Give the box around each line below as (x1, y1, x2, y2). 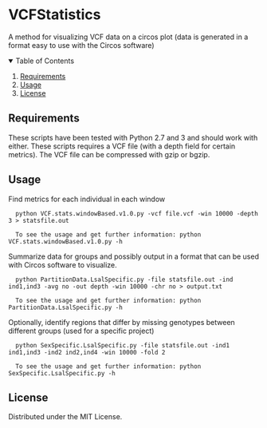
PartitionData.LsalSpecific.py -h (8, 303, 124, 311)
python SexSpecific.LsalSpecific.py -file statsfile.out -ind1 (15, 341, 230, 349)
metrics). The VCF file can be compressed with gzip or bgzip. (8, 149, 210, 159)
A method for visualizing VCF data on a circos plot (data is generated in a (8, 32, 249, 42)
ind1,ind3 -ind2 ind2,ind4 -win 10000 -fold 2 (8, 348, 166, 356)
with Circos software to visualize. (8, 260, 117, 269)
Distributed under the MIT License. (8, 412, 123, 422)
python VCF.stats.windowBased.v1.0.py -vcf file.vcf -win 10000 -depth (15, 209, 259, 217)
